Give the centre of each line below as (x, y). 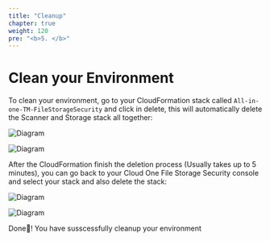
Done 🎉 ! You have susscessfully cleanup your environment (105, 229)
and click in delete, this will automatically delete (183, 109)
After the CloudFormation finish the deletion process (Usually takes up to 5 (132, 164)
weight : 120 (28, 31)
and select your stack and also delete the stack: (88, 181)
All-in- (246, 102)
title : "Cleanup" (37, 16)
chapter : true (32, 23)
